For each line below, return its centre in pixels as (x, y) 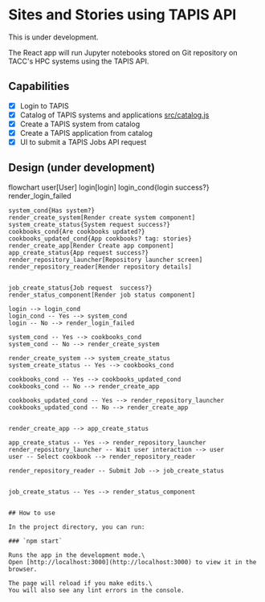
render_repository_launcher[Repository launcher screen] (106, 260)
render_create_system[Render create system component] (102, 217)
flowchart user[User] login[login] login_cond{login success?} (109, 187)
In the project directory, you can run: (77, 527)
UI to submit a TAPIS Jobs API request (83, 142)
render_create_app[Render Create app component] (91, 246)
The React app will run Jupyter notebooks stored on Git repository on (123, 52)
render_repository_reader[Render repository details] (100, 267)
